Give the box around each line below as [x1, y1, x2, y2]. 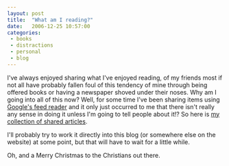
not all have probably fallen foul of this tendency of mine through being [7, 80, 208, 89]
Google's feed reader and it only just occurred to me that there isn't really [7, 102, 215, 110]
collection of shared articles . [7, 117, 88, 126]
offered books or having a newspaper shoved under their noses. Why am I [7, 88, 217, 96]
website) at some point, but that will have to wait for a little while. [7, 138, 191, 146]
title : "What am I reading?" [7, 16, 94, 23]
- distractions [10, 42, 53, 49]
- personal [10, 49, 41, 56]
